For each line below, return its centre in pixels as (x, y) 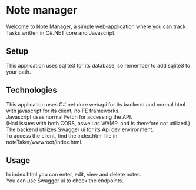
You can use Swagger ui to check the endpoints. (65, 181)
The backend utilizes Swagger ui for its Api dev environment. (80, 129)
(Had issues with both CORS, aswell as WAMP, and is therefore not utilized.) (98, 123)
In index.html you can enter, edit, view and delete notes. (74, 175)
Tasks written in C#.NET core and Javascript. (61, 32)
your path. (19, 72)
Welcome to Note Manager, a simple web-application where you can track (96, 26)
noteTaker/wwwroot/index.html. (44, 142)
